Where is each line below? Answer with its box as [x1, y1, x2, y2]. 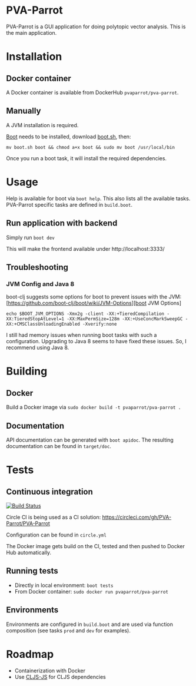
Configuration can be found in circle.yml [6, 531, 107, 538]
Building [6, 364, 48, 378]
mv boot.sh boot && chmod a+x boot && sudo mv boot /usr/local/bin [6, 144, 175, 150]
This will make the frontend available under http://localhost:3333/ [6, 245, 165, 252]
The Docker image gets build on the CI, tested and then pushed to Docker [6, 543, 185, 549]
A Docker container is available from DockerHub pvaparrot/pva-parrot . [6, 89, 179, 96]
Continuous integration [6, 486, 93, 496]
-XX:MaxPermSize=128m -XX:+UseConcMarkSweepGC [67, 316, 183, 322]
